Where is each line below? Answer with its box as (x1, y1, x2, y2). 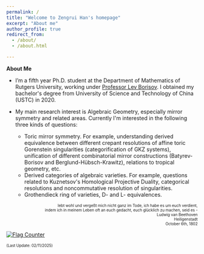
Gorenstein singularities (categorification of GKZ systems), (24, 146, 171, 153)
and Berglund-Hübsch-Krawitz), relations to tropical (44, 158, 175, 166)
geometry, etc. (24, 165, 61, 172)
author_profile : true (6, 26, 61, 32)
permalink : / (6, 9, 39, 15)
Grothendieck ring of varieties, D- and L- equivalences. (24, 191, 162, 198)
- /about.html (12, 43, 47, 49)
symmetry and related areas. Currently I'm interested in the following (15, 114, 188, 122)
